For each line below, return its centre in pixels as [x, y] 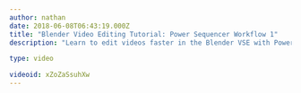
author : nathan [38, 17]
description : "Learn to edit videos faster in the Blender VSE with [140, 42]
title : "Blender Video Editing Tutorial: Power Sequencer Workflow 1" [144, 34]
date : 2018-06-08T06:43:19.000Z [69, 26]
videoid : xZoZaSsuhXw [50, 75]
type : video [31, 59]
